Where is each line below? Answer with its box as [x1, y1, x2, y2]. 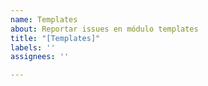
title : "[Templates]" [10, 33, 101, 43]
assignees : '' [10, 52, 70, 62]
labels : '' [10, 42, 56, 53]
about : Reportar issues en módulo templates [10, 24, 199, 34]
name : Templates [10, 14, 78, 25]
